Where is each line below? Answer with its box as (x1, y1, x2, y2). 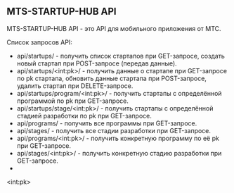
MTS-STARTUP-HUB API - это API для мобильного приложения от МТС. (6, 24, 222, 32)
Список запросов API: (6, 38, 73, 46)
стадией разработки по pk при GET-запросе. (16, 111, 152, 120)
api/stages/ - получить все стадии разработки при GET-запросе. (16, 126, 212, 135)
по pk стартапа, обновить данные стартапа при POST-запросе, (16, 74, 207, 82)
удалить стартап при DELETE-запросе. (16, 81, 134, 90)
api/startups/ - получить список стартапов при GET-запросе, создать (16, 51, 226, 60)
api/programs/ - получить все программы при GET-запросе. (16, 119, 197, 127)
